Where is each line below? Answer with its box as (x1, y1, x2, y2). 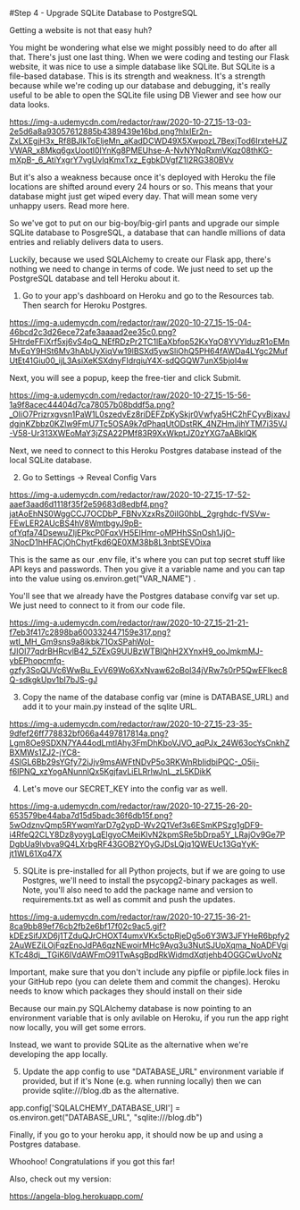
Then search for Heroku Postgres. (21, 300, 147, 310)
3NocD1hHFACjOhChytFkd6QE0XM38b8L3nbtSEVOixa (9, 537, 212, 547)
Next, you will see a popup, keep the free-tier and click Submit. (9, 373, 242, 383)
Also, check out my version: (9, 1173, 112, 1184)
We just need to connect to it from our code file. (9, 600, 186, 611)
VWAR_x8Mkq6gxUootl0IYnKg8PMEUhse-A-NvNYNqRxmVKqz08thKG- (9, 145, 273, 156)
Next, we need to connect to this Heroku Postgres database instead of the (9, 445, 282, 455)
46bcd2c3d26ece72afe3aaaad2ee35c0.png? (9, 326, 177, 337)
